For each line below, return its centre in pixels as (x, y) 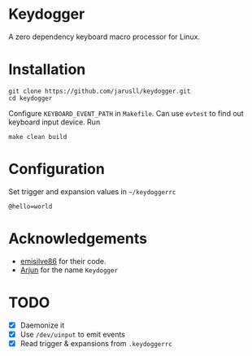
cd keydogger (30, 98)
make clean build (38, 137)
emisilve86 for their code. (63, 261)
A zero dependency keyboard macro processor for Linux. (104, 37)
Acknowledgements (78, 239)
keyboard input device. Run (54, 122)
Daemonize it (42, 325)
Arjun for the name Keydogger (69, 270)
